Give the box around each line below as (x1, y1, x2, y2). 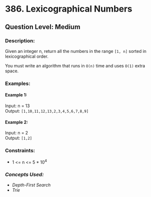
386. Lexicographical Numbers (5, 3, 133, 15)
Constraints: (5, 147, 35, 154)
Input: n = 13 (5, 103, 30, 109)
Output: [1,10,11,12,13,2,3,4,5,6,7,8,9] (5, 108, 89, 114)
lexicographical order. (5, 53, 49, 59)
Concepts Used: (5, 171, 44, 178)
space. (5, 68, 19, 74)
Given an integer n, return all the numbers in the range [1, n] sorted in (5, 48, 147, 54)
